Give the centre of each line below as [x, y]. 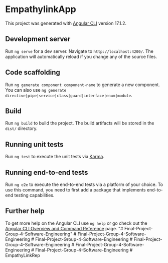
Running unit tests [34, 144]
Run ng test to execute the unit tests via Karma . [55, 157]
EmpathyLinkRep [23, 255]
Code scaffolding [33, 72]
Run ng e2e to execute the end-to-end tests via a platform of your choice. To [84, 184]
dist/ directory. [21, 128]
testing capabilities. [34, 195]
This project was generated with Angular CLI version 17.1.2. [66, 23]
